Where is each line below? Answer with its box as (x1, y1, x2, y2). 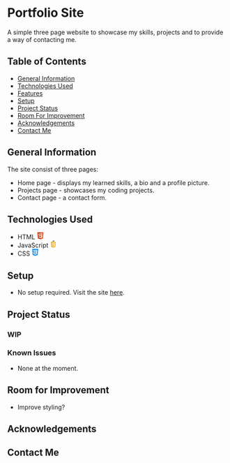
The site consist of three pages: (7, 165, 99, 173)
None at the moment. (17, 364, 79, 372)
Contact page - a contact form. (17, 193, 107, 202)
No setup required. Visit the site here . (17, 288, 125, 297)
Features (17, 89, 43, 97)
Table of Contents (7, 56, 87, 68)
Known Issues (7, 348, 56, 358)
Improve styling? (17, 403, 66, 411)
